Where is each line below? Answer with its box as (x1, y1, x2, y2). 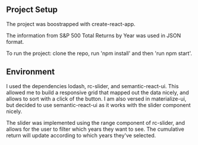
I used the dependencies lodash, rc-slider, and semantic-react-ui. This (6, 82, 179, 89)
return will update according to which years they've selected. (6, 131, 156, 138)
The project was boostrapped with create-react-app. (6, 20, 136, 27)
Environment (6, 67, 55, 77)
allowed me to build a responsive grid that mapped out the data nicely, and (6, 89, 189, 96)
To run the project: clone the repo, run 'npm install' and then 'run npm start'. (6, 50, 192, 57)
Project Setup (6, 5, 58, 15)
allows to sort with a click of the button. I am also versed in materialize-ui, (6, 95, 187, 102)
